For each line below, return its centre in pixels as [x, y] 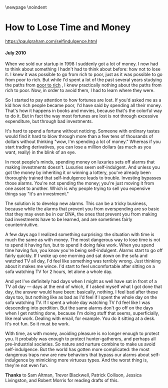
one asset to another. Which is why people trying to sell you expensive [78, 188]
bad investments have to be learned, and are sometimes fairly [69, 219]
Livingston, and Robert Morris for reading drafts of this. [62, 380]
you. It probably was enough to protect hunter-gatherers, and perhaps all [80, 339]
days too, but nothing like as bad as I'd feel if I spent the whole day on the [81, 297]
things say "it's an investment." [37, 194]
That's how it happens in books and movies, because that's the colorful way [84, 111]
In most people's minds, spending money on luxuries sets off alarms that [80, 162]
